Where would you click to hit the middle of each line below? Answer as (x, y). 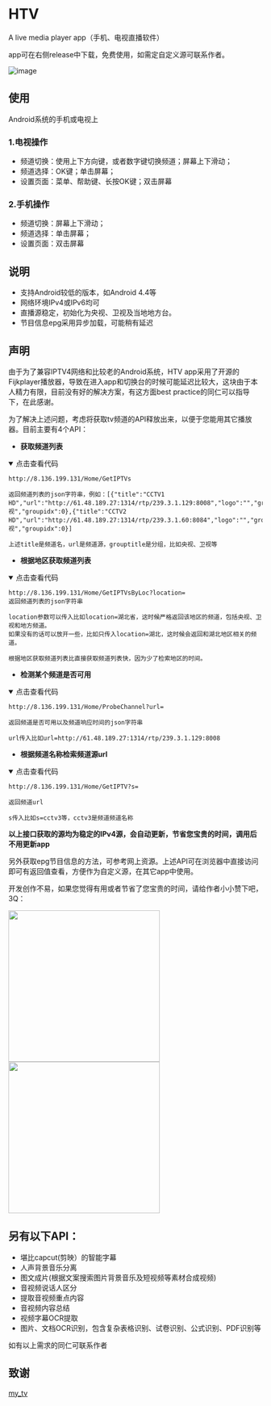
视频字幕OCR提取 (49, 1318)
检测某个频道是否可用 (55, 674)
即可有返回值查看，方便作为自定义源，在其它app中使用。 (103, 871)
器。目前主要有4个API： (48, 429)
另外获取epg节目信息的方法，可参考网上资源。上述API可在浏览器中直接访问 (133, 861)
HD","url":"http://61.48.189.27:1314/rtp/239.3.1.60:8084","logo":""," (131, 520)
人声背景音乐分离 (48, 1267)
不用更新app (29, 844)
